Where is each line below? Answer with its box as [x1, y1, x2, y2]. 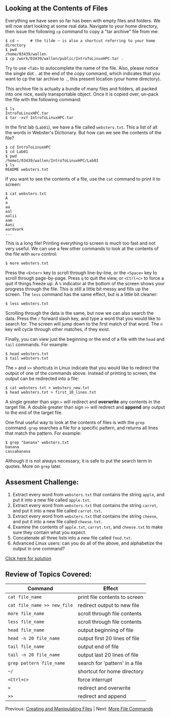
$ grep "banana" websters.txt [5, 440, 70, 445]
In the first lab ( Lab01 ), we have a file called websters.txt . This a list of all [5, 124, 158, 130]
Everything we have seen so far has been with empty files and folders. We [5, 17, 161, 23]
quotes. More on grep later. [5, 463, 62, 469]
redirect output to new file [78, 602, 140, 609]
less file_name [8, 619, 45, 625]
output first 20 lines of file [78, 635, 140, 642]
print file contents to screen [78, 593, 144, 601]
